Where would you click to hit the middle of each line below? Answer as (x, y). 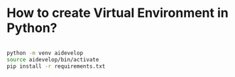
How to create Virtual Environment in (117, 13)
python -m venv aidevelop (45, 53)
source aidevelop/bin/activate (53, 59)
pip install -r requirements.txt (56, 66)
